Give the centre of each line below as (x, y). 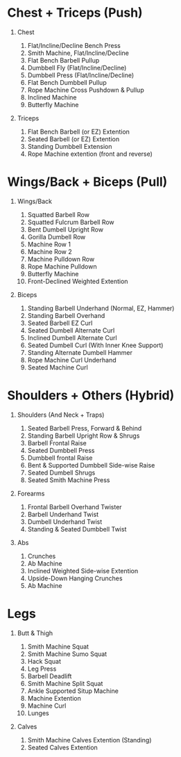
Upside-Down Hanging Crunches (75, 578)
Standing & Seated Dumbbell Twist (77, 529)
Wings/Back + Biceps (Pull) (87, 182)
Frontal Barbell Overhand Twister (75, 507)
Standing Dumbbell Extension (70, 146)
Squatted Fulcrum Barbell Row (71, 222)
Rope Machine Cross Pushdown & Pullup (86, 90)
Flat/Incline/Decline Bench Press (74, 45)
